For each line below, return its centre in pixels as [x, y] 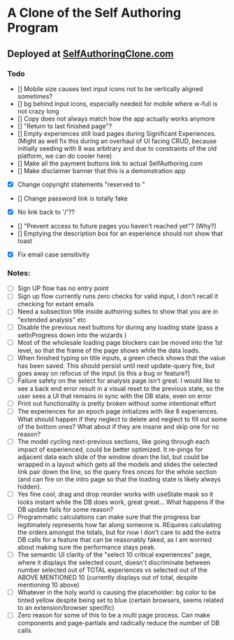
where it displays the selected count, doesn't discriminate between [114, 563]
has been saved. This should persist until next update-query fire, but [116, 365]
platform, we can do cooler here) [65, 156]
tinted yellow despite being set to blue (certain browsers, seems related [120, 600]
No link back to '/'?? [46, 212]
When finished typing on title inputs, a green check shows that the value [121, 358]
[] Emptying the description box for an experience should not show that [120, 233]
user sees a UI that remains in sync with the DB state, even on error [114, 396]
